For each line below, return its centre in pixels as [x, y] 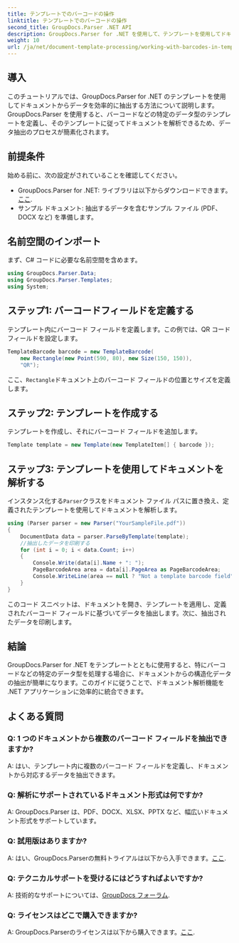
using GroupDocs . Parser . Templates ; [60, 280]
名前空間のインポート [54, 242]
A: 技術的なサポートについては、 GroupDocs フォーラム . [89, 895]
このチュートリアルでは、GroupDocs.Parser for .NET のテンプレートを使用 [117, 96]
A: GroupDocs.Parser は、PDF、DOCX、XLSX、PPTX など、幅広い [106, 812]
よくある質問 [36, 716]
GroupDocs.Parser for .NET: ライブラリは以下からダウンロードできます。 [124, 190]
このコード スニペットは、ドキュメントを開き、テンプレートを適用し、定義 [117, 604]
